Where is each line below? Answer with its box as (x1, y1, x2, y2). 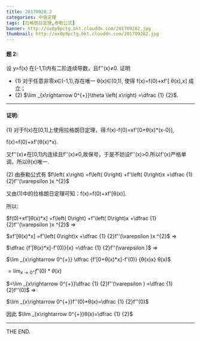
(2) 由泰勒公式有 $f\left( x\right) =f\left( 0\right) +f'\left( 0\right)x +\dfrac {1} (6, 171, 193, 178)
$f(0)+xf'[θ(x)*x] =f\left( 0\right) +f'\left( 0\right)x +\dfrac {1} (6, 214, 157, 221)
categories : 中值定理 (6, 14, 57, 20)
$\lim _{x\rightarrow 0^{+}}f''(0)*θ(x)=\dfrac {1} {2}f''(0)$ (6, 298, 149, 305)
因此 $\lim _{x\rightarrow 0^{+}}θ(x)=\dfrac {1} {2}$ (6, 311, 133, 318)
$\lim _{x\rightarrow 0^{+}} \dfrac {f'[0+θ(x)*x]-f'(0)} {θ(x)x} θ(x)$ (6, 256, 171, 263)
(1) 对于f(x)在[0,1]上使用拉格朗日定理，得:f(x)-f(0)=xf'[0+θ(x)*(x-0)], (6, 126, 175, 133)
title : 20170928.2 (6, 8, 52, 15)
